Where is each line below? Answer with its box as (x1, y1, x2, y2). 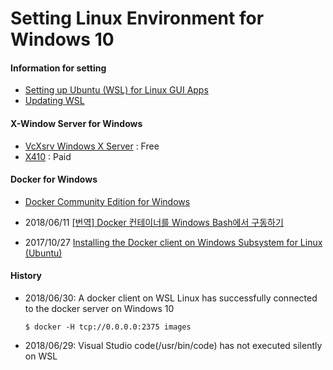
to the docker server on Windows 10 (24, 303, 175, 314)
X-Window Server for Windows (10, 117, 143, 129)
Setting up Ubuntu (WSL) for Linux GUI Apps (24, 84, 209, 96)
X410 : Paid (24, 150, 72, 162)
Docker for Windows (10, 173, 98, 186)
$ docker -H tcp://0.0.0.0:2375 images (24, 322, 192, 332)
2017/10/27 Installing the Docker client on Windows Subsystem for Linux (24, 236, 323, 248)
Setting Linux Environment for (10, 7, 265, 30)
